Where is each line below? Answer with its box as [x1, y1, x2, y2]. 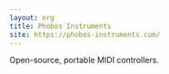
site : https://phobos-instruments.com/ [9, 30, 161, 39]
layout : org [9, 13, 55, 23]
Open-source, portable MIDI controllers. [9, 55, 159, 66]
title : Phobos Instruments [9, 22, 112, 31]
